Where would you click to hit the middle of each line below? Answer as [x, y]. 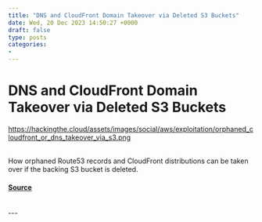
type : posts [27, 37]
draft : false [29, 30]
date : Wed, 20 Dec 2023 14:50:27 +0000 [73, 23]
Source [20, 187]
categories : [27, 45]
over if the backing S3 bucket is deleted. [73, 169]
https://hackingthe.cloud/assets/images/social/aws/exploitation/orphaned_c [131, 129]
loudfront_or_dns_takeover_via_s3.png [70, 137]
